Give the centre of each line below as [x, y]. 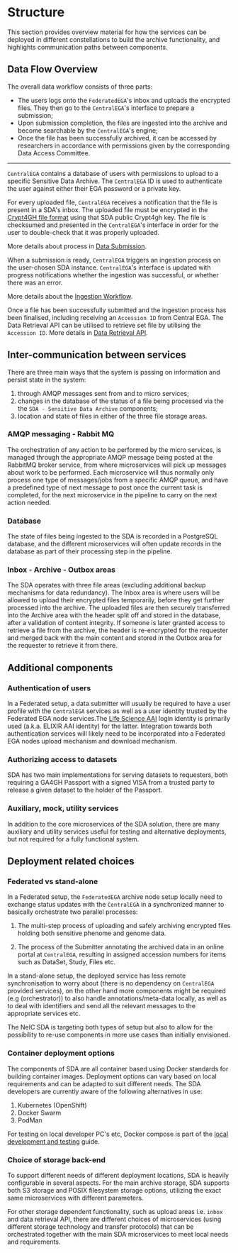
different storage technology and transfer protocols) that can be [101, 1227]
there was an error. [35, 282]
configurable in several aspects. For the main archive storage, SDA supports [119, 1183]
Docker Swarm [39, 1113]
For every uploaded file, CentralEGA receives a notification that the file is [113, 202]
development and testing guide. [54, 1141]
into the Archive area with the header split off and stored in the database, [114, 615]
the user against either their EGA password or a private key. [94, 188]
